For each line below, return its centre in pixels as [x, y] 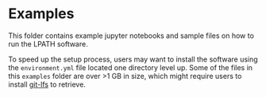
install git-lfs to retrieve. [47, 84]
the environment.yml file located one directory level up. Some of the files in [130, 67]
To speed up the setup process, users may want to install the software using [133, 59]
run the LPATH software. [48, 43]
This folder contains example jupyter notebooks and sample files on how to [131, 35]
